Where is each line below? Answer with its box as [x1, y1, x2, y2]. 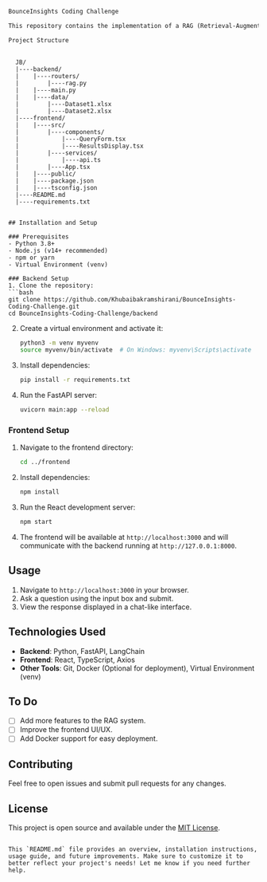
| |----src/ [15, 120, 66, 129]
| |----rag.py [15, 79, 87, 87]
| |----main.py [15, 86, 77, 94]
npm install [19, 488, 60, 496]
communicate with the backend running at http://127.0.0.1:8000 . [19, 541, 237, 550]
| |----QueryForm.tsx [15, 135, 126, 143]
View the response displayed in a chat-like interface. [19, 602, 192, 612]
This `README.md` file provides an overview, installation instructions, [8, 845, 258, 853]
